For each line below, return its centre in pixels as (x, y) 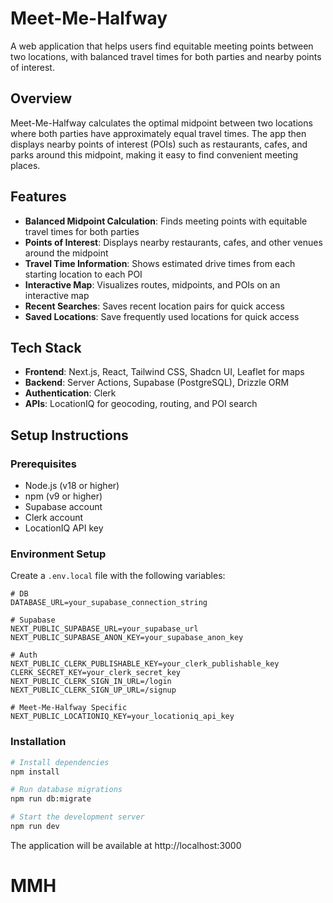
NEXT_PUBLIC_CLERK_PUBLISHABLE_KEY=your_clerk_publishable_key (145, 664)
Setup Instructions (69, 435)
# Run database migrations (66, 790)
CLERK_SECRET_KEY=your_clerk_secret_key (96, 673)
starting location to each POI (83, 274)
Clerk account (54, 518)
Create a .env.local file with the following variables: (118, 576)
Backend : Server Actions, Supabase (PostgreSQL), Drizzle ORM (157, 383)
